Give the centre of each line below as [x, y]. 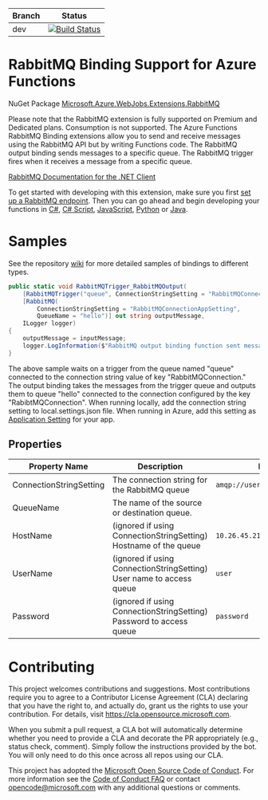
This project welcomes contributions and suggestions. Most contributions [129, 689]
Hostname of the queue [156, 546]
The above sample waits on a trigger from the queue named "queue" [121, 368]
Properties [35, 444]
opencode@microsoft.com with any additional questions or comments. [124, 787]
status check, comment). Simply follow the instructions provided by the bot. [133, 747]
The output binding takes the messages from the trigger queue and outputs [132, 385]
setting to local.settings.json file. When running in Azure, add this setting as [132, 410]
